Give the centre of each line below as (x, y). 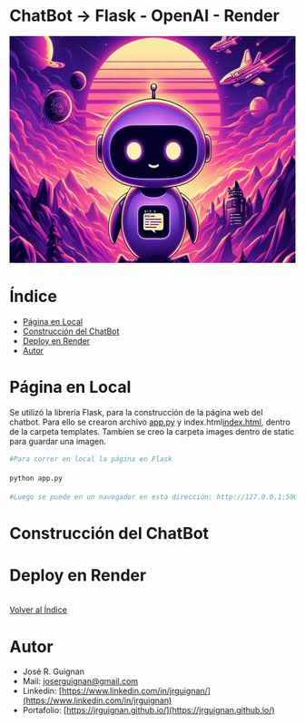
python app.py (36, 478)
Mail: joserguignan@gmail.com (80, 681)
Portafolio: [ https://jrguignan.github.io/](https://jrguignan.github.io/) (148, 710)
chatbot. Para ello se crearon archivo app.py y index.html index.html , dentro (150, 422)
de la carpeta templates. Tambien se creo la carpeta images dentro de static (152, 431)
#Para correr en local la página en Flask (91, 459)
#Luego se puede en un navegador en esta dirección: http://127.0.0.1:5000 (156, 497)
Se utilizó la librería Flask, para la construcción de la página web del (136, 412)
